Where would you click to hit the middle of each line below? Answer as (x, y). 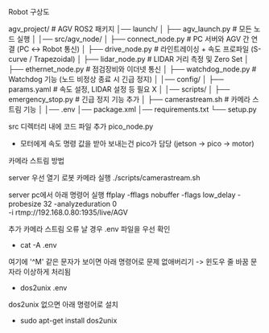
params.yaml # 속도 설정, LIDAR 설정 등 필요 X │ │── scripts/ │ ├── (119, 89)
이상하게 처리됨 (47, 271)
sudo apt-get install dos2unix (68, 321)
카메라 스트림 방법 (36, 160)
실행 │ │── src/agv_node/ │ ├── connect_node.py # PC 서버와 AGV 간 (133, 39)
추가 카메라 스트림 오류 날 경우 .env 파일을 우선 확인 (89, 229)
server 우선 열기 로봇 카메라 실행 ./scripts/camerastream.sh (104, 178)
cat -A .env (39, 245)
